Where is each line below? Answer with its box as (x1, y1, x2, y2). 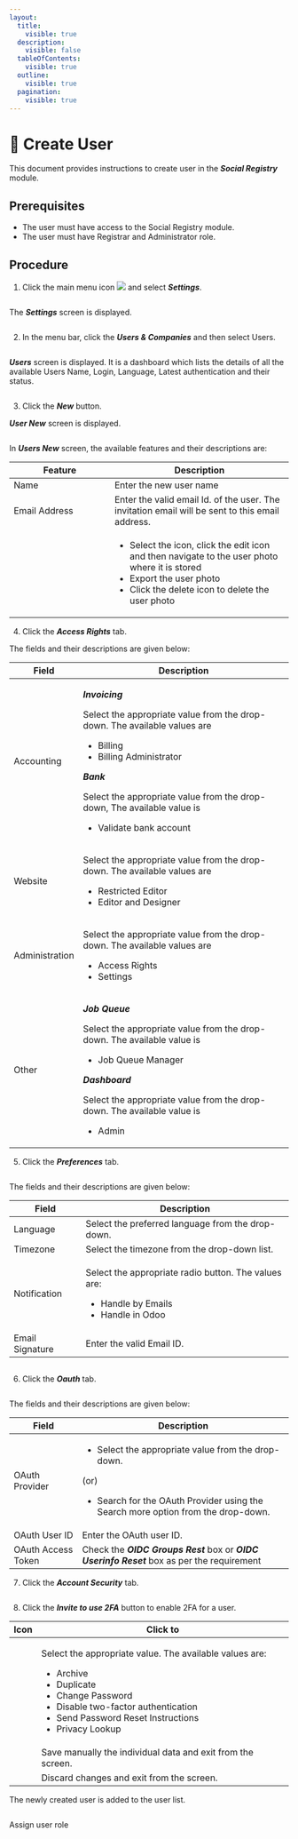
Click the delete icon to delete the (129, 583, 270, 595)
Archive (56, 1667, 89, 1679)
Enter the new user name (114, 479, 219, 491)
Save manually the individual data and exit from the (41, 1746, 255, 1758)
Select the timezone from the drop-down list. (85, 1243, 274, 1255)
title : (17, 21, 42, 30)
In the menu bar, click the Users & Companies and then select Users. (21, 331, 277, 342)
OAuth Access (13, 1543, 74, 1556)
